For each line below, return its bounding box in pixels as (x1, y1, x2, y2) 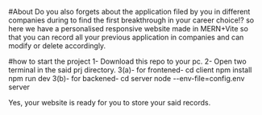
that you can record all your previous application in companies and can (8, 32, 244, 42)
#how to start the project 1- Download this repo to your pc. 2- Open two (8, 56, 247, 66)
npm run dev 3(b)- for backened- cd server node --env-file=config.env (8, 74, 245, 83)
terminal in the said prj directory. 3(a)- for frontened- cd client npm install (8, 65, 252, 75)
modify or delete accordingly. (8, 41, 106, 51)
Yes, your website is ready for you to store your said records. (8, 98, 211, 107)
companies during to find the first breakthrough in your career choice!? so (8, 15, 255, 25)
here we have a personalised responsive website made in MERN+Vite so (8, 24, 248, 33)
